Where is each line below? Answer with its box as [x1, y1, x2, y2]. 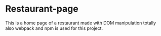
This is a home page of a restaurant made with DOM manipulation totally [5, 20, 156, 26]
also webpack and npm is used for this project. [5, 25, 103, 31]
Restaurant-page [5, 3, 78, 15]
